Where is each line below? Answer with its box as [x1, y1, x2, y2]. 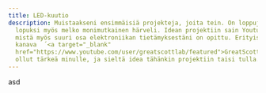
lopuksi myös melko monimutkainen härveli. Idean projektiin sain [15, 26, 239, 34]
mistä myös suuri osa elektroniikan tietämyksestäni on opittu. [15, 33, 232, 42]
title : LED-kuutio [8, 11, 69, 20]
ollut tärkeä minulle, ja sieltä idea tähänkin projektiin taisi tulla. [15, 56, 260, 64]
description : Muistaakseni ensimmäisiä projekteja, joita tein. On [8, 19, 236, 27]
